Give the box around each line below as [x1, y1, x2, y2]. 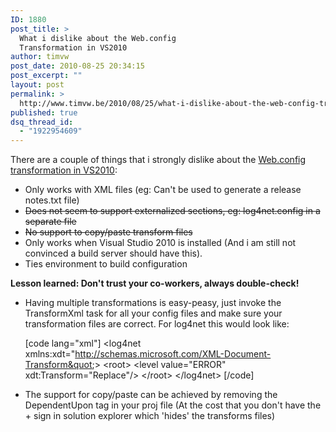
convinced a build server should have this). [24, 247, 203, 260]
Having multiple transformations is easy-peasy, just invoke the [24, 297, 282, 309]
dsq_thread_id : [10, 117, 74, 127]
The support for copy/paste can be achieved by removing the [24, 389, 278, 401]
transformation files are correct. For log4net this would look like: [24, 318, 290, 330]
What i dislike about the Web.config [19, 33, 177, 43]
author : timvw [10, 52, 70, 62]
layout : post [10, 80, 65, 90]
